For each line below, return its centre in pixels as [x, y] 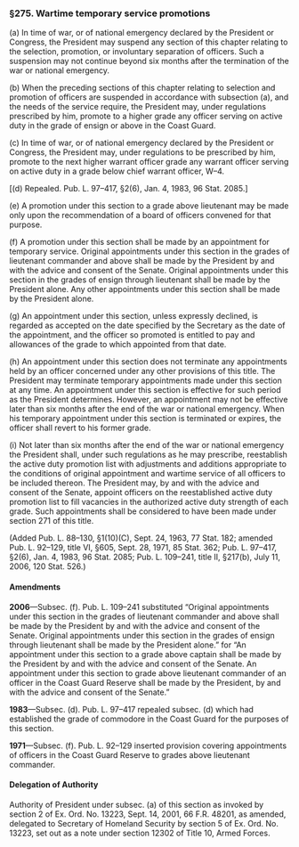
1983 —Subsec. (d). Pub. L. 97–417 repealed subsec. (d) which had [131, 709]
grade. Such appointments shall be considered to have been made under [143, 511]
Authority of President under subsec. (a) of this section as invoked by [137, 804]
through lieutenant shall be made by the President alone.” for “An [128, 645]
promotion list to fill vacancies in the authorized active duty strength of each [149, 502]
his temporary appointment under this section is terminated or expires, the [145, 419]
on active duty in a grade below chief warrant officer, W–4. [117, 171]
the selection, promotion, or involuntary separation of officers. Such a [137, 52]
